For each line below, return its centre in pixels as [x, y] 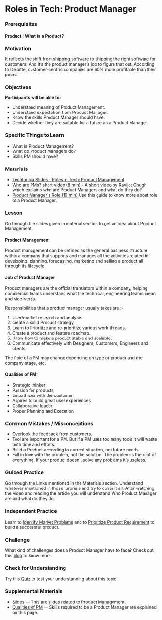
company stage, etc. [25, 363]
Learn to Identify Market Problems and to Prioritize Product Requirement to [80, 522]
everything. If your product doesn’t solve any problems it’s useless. [79, 460]
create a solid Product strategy [43, 322]
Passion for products [33, 390]
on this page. [25, 612]
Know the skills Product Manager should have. [58, 117]
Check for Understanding [36, 568]
